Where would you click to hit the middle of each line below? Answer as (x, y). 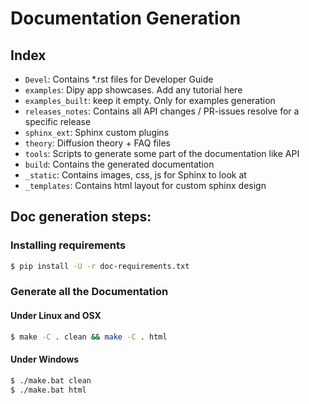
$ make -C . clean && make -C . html (89, 337)
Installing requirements (68, 245)
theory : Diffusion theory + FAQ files (97, 143)
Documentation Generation (126, 18)
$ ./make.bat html (48, 390)
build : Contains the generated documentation (119, 164)
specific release (58, 121)
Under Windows (45, 359)
